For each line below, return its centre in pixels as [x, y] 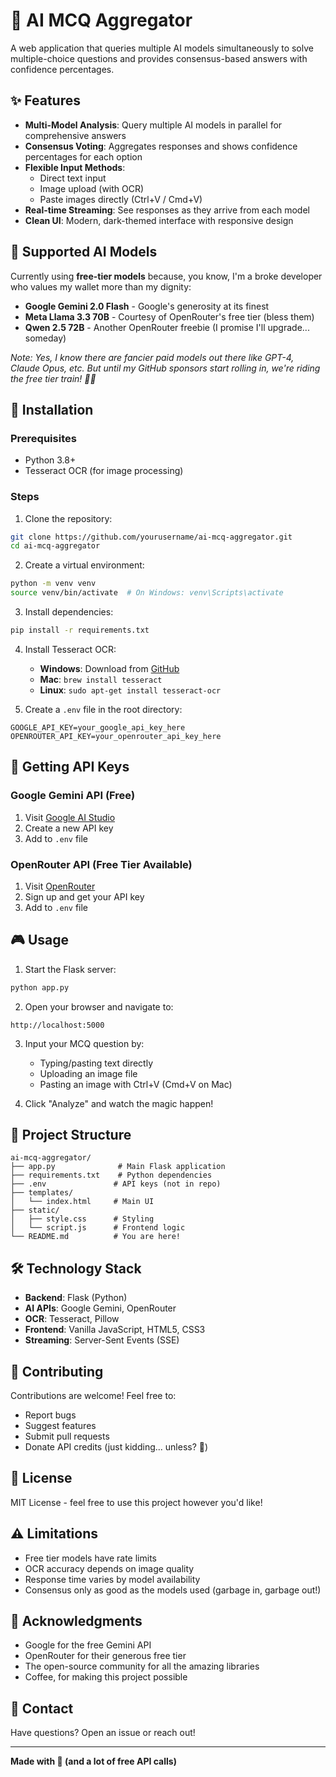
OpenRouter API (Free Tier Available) [101, 864]
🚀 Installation [52, 409]
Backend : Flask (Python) [76, 1298]
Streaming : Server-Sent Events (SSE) [102, 1340]
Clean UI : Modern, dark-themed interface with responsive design [159, 220]
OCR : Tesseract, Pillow [72, 1319]
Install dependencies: [69, 612]
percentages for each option [83, 156]
